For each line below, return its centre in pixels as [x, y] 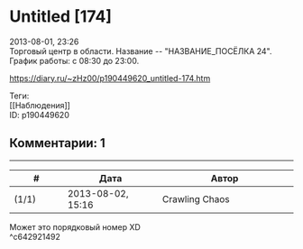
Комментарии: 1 [57, 143]
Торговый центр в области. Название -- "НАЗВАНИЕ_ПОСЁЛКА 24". [141, 51]
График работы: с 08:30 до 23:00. [74, 60]
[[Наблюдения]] [40, 105]
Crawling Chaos [196, 198]
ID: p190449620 [39, 115]
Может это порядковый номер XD [75, 226]
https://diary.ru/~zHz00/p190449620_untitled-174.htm [110, 78]
